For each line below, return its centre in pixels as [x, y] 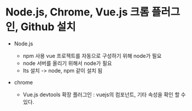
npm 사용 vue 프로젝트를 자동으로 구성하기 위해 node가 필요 [92, 56]
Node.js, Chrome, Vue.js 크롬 [77, 12]
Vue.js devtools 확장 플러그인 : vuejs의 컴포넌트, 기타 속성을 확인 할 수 [104, 94]
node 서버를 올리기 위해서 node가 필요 [67, 63]
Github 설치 [48, 27]
